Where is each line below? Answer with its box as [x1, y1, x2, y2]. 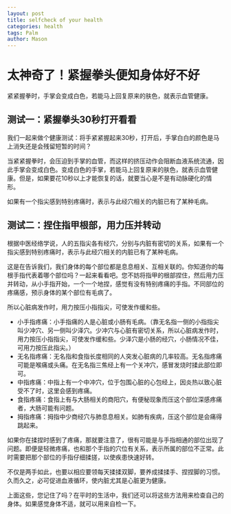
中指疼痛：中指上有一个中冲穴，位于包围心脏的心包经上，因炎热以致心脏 [16, 377, 222, 386]
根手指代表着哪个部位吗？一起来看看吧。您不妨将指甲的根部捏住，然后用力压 [7, 270, 224, 279]
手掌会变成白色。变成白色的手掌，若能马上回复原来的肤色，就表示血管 [12, 165, 212, 173]
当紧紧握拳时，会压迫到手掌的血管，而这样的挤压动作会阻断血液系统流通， [7, 157, 218, 165]
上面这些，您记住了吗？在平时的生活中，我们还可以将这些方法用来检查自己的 [7, 491, 224, 499]
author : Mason [7, 36, 48, 43]
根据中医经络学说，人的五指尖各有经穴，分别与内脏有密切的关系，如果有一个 [7, 239, 224, 247]
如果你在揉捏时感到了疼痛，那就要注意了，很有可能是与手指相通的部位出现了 [7, 435, 224, 444]
